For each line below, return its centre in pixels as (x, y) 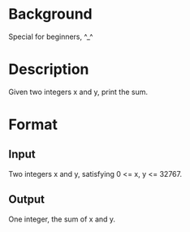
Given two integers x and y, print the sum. (78, 92)
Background (50, 14)
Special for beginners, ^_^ (51, 37)
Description (49, 69)
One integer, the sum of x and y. (62, 219)
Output (26, 200)
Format (33, 125)
